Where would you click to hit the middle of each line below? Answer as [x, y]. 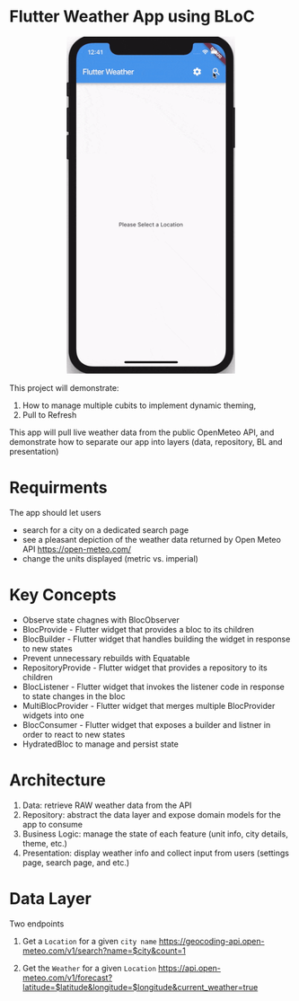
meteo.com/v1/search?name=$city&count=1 [104, 951]
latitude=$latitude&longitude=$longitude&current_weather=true [140, 987]
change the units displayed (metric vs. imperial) [110, 558]
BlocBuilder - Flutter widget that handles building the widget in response [156, 639]
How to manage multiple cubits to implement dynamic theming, [139, 405]
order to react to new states [74, 734]
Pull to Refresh [49, 414]
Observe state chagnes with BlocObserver [101, 620]
